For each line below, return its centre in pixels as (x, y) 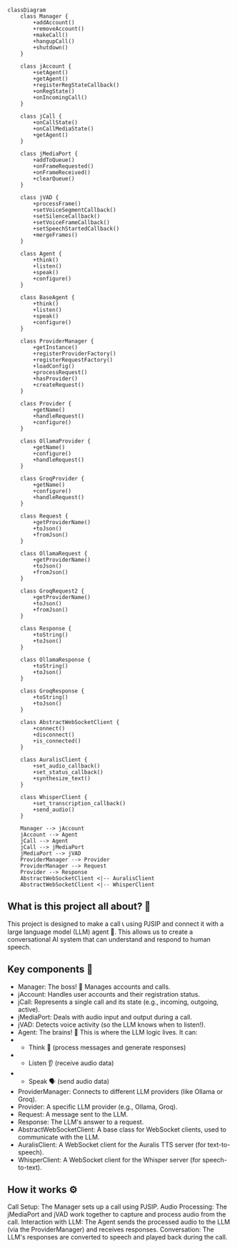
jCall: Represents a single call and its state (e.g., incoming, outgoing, (118, 1002)
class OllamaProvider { (56, 441)
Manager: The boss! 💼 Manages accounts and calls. (94, 987)
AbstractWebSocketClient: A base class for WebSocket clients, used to (122, 1129)
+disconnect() (54, 735)
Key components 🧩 (50, 969)
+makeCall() (51, 35)
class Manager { (45, 16)
